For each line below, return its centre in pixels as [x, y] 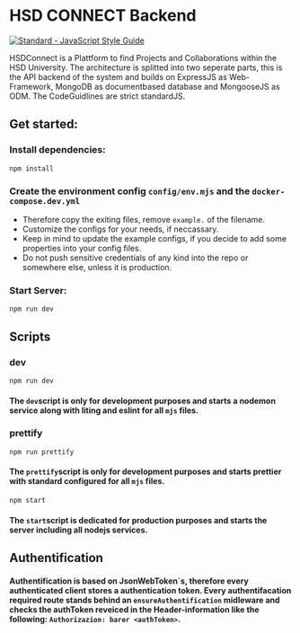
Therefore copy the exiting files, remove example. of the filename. [144, 219]
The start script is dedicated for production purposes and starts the [138, 520]
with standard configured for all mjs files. [87, 481]
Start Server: [38, 290]
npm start [28, 500]
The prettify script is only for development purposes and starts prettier [146, 471]
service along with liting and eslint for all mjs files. [104, 410]
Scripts [30, 336]
